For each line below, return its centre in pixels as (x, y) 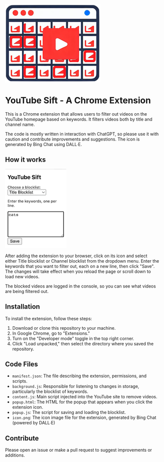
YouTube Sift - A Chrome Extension (78, 101)
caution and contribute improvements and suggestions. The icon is (72, 139)
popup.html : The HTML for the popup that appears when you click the (82, 402)
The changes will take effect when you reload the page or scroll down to (78, 271)
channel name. (20, 124)
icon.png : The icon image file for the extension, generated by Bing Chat (84, 417)
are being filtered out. (27, 291)
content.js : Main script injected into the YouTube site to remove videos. (85, 397)
